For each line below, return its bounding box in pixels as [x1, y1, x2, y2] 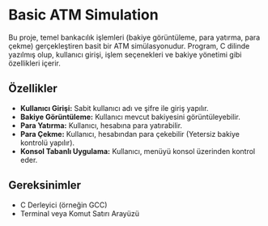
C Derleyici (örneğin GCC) [19, 200, 108, 210]
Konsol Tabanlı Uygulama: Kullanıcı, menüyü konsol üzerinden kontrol [19, 146, 256, 156]
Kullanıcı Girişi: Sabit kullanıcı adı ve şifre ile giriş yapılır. [19, 103, 209, 113]
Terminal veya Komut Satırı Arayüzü [19, 208, 140, 218]
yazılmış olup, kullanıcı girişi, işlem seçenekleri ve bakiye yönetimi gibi [8, 49, 242, 59]
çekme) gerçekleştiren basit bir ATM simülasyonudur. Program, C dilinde [8, 41, 250, 50]
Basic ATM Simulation [8, 6, 160, 24]
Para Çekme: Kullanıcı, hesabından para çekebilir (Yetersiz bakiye [19, 129, 240, 139]
